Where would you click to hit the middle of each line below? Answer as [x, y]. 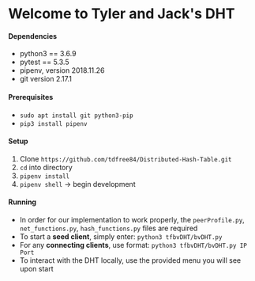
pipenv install [45, 176]
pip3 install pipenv [53, 123]
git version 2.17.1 [46, 79]
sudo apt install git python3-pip [76, 116]
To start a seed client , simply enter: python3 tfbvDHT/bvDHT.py [121, 237]
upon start [36, 269]
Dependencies [33, 36]
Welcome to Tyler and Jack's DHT [122, 14]
